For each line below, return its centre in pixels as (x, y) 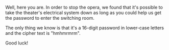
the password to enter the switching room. (50, 18)
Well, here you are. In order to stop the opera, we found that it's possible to (84, 7)
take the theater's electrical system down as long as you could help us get (83, 13)
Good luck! (17, 43)
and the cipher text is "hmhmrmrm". (43, 33)
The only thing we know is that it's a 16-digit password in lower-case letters (85, 28)
